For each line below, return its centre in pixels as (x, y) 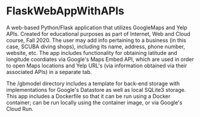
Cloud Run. (20, 109)
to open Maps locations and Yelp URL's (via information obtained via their (97, 65)
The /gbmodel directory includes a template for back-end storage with (93, 83)
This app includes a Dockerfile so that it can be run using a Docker (88, 96)
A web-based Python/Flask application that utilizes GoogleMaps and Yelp (97, 27)
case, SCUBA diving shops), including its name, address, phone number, (96, 47)
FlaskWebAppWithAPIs (65, 11)
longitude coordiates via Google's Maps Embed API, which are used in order (100, 59)
